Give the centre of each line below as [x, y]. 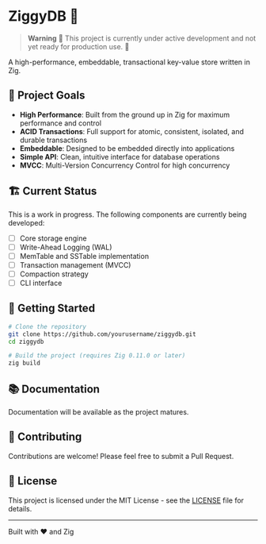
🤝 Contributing [45, 437]
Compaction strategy [54, 274]
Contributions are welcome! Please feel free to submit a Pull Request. [121, 456]
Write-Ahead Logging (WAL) [66, 247]
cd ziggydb [26, 341]
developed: [27, 222]
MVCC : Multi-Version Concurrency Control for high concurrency [125, 165]
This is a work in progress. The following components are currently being [127, 214]
